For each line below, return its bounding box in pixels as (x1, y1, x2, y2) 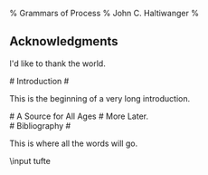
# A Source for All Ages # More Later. (9, 111, 149, 122)
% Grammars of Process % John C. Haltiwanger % (9, 8, 199, 18)
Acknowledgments (9, 34, 119, 49)
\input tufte (9, 155, 52, 166)
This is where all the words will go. (9, 138, 138, 149)
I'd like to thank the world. (9, 58, 106, 69)
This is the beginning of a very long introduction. (9, 92, 191, 103)
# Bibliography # (9, 120, 71, 131)
